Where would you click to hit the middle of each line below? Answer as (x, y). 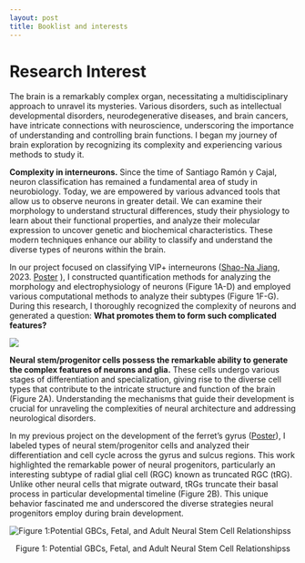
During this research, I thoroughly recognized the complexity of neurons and (153, 306)
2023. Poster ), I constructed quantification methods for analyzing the (140, 277)
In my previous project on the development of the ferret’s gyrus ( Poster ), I (147, 436)
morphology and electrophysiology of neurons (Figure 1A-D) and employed (150, 287)
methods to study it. (47, 155)
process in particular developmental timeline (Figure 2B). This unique (139, 494)
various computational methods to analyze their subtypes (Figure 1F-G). (144, 296)
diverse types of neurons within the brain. (88, 250)
